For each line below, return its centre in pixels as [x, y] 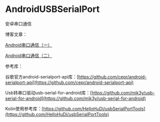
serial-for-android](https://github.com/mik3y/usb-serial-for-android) [75, 98]
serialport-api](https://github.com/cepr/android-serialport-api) [69, 82]
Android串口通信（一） [29, 45]
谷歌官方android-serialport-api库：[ [42, 76]
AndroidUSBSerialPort [52, 9]
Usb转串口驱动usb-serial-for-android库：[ [48, 92]
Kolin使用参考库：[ [24, 108]
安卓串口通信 [18, 23]
